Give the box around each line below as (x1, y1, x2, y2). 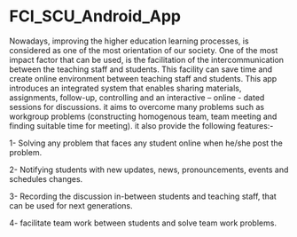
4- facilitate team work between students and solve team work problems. (9, 217, 277, 228)
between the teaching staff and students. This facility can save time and (9, 64, 273, 75)
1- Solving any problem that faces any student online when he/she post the (9, 138, 284, 148)
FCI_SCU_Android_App (9, 6, 182, 27)
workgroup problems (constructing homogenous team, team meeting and (9, 111, 277, 122)
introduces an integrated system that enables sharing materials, (9, 83, 242, 93)
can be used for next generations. (9, 200, 133, 210)
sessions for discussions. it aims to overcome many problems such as (9, 101, 264, 112)
